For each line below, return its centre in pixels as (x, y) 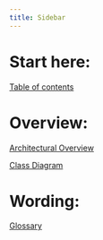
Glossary (26, 226)
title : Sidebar (38, 17)
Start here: (50, 61)
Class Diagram (36, 165)
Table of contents (42, 87)
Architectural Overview (51, 148)
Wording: (45, 201)
